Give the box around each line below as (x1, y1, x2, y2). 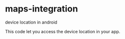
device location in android (5, 19, 57, 25)
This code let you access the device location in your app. (5, 28, 121, 34)
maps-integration (5, 3, 78, 14)
